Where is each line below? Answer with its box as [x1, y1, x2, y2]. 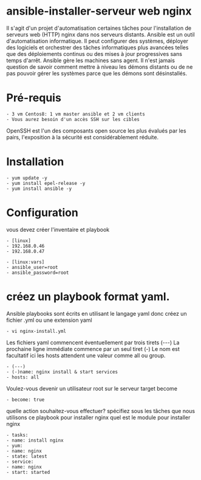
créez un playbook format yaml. [6, 290, 170, 304]
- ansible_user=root [6, 264, 59, 270]
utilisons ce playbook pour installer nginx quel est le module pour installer [6, 414, 191, 421]
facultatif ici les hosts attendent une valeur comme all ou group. [6, 352, 166, 359]
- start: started [6, 469, 50, 475]
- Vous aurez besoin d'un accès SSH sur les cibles [6, 116, 140, 122]
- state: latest [6, 453, 47, 459]
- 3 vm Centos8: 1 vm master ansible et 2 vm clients [6, 111, 146, 117]
